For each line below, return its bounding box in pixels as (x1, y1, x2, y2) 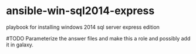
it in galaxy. (6, 41, 34, 48)
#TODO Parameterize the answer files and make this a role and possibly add (6, 35, 191, 42)
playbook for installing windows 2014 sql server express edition (6, 23, 160, 31)
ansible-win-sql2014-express (6, 4, 155, 18)
